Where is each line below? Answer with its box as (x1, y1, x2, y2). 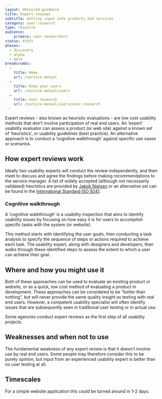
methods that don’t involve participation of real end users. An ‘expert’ (5, 120, 143, 126)
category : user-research (5, 20, 55, 26)
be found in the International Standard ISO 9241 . (5, 188, 101, 194)
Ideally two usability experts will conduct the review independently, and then (5, 168, 158, 174)
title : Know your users (14, 83, 62, 89)
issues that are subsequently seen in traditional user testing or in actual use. (5, 304, 157, 310)
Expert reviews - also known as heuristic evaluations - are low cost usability (5, 115, 156, 121)
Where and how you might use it (5, 266, 104, 274)
